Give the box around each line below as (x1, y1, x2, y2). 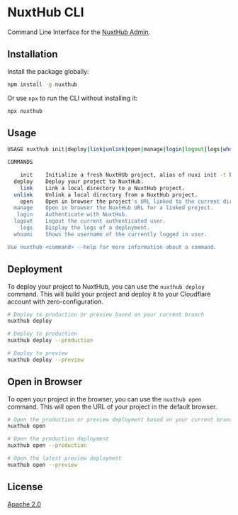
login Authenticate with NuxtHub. (16, 211, 129, 218)
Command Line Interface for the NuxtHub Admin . (7, 28, 151, 36)
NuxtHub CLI (7, 4, 84, 21)
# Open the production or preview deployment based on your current (7, 416, 214, 423)
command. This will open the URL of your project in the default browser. (7, 402, 217, 411)
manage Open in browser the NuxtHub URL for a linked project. (13, 204, 214, 211)
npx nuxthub (7, 107, 42, 114)
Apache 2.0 (7, 499, 41, 508)
